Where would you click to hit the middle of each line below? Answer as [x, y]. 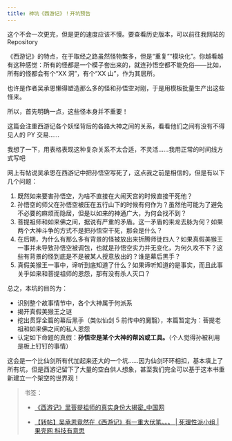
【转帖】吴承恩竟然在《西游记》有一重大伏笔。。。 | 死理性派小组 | [127, 422]
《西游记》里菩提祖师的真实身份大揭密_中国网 [99, 407]
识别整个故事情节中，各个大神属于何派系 [75, 303]
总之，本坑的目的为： [37, 288]
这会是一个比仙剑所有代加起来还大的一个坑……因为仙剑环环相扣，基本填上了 [115, 360]
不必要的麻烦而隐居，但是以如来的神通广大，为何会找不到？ [102, 213]
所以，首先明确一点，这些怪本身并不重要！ [68, 111]
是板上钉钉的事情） [45, 346]
